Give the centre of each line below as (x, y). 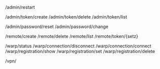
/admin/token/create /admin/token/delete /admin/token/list (66, 17)
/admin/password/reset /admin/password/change (57, 26)
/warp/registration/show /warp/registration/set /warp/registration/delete (80, 51)
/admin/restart (20, 7)
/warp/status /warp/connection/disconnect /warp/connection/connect (78, 46)
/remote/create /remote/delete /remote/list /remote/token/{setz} (72, 36)
